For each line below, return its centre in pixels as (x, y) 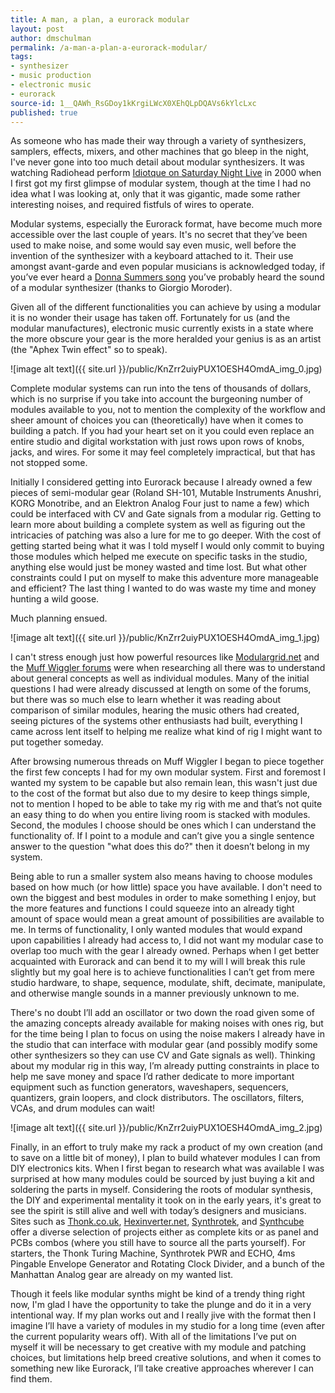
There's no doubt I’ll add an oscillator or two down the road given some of (162, 1013)
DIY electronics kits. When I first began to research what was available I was (167, 1168)
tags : (21, 57)
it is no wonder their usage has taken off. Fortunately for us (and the (150, 318)
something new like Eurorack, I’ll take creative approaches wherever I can (162, 1368)
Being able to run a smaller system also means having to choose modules (161, 877)
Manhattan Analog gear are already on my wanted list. (122, 1275)
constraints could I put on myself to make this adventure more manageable (164, 578)
